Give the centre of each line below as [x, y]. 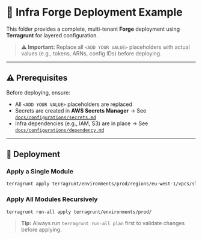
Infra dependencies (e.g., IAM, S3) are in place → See [81, 123]
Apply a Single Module [40, 172]
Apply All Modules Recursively [52, 199]
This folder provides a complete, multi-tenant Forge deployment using [93, 29]
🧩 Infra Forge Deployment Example [94, 12]
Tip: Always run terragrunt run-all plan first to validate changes [103, 223]
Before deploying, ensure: [38, 92]
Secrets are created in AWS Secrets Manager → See [81, 110]
